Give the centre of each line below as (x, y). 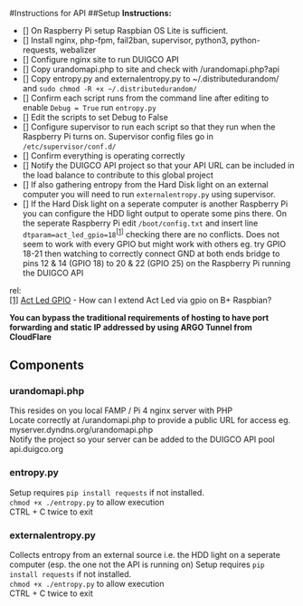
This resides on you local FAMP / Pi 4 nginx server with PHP (121, 410)
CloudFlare (31, 337)
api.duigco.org (37, 449)
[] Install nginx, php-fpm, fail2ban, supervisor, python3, (125, 40)
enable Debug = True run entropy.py (89, 107)
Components (47, 366)
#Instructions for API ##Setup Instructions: (90, 13)
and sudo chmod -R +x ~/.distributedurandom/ (109, 88)
